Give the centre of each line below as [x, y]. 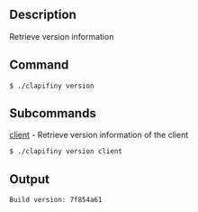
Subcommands [53, 113]
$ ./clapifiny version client [66, 152]
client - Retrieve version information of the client [99, 135]
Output [29, 179]
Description [43, 15]
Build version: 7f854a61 [56, 200]
